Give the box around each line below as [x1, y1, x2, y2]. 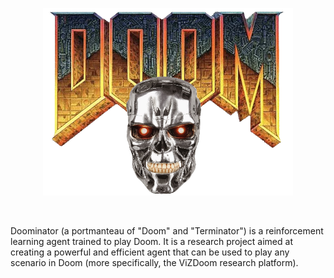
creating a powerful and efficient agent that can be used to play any [10, 246, 290, 258]
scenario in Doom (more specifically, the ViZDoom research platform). [10, 257, 299, 268]
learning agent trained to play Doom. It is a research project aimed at [10, 236, 293, 247]
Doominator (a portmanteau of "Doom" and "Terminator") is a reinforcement [10, 225, 324, 237]
